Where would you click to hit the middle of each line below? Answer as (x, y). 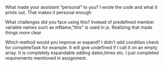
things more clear (23, 33)
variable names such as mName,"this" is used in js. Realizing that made (79, 27)
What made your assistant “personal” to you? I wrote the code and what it (81, 7)
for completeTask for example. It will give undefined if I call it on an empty (81, 47)
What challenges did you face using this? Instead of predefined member (80, 22)
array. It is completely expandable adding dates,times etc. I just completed (82, 53)
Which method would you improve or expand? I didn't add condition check (82, 42)
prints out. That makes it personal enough (48, 12)
